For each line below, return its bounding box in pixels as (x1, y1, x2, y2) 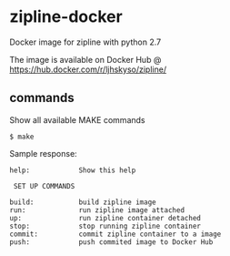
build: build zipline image (9, 198, 156, 207)
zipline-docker (9, 6, 123, 27)
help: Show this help (9, 166, 136, 175)
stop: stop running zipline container (9, 221, 202, 230)
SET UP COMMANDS (13, 181, 75, 190)
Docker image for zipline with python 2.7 (9, 36, 162, 47)
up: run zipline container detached (9, 213, 202, 222)
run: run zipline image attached (9, 205, 185, 215)
